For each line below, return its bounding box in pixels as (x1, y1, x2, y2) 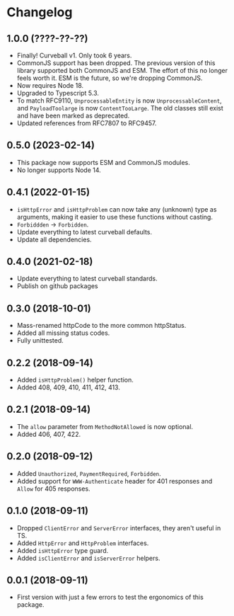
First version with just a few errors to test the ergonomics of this (16, 593, 204, 602)
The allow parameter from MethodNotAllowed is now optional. (16, 422, 194, 430)
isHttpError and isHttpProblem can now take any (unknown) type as (16, 205, 217, 213)
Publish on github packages (16, 282, 98, 290)
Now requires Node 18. (16, 81, 84, 89)
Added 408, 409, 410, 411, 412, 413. (16, 383, 121, 392)
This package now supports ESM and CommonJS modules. (16, 158, 190, 166)
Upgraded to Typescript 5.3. (16, 89, 100, 97)
